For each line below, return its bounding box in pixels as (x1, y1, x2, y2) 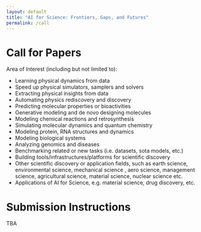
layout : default (6, 8, 47, 15)
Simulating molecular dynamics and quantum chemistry (14, 122, 153, 129)
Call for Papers (6, 46, 82, 59)
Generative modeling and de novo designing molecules (14, 109, 152, 116)
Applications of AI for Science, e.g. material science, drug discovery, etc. (14, 179, 196, 186)
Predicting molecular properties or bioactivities (14, 103, 131, 110)
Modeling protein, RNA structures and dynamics (14, 128, 134, 135)
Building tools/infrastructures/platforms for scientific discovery (14, 153, 170, 161)
